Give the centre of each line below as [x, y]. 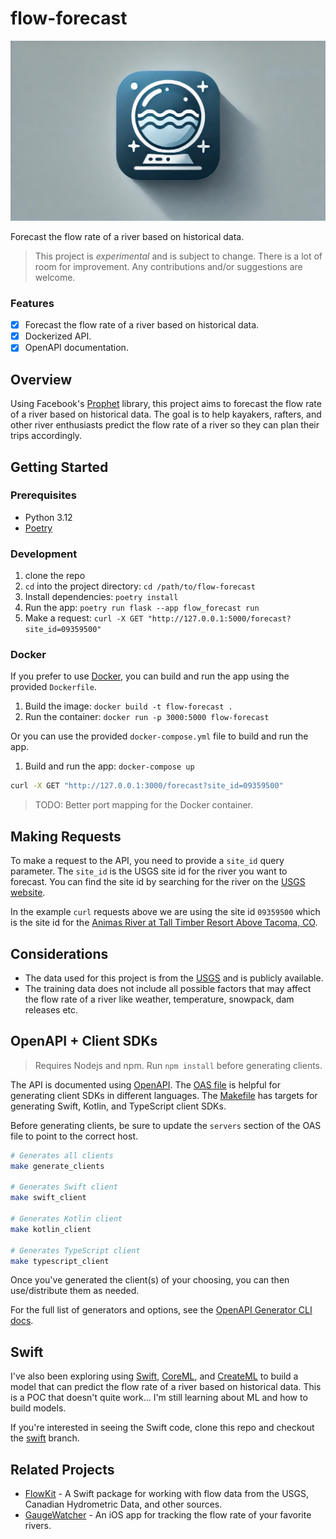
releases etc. [51, 1009]
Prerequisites [43, 495]
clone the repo [55, 576]
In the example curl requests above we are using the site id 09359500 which [165, 912]
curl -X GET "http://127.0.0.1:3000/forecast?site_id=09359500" [147, 786]
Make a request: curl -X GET [84, 618]
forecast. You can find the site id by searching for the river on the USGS [158, 882]
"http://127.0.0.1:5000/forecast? [219, 619]
